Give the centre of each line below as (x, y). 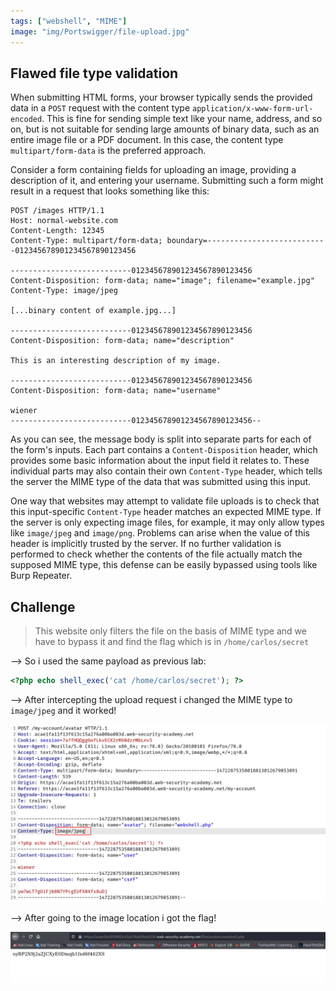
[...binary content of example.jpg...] (93, 311)
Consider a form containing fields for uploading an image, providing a (153, 170)
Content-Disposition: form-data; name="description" (122, 341)
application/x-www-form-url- (253, 109)
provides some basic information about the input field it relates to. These (160, 461)
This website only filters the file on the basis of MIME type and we (170, 631)
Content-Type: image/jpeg (64, 291)
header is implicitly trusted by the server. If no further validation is (146, 544)
